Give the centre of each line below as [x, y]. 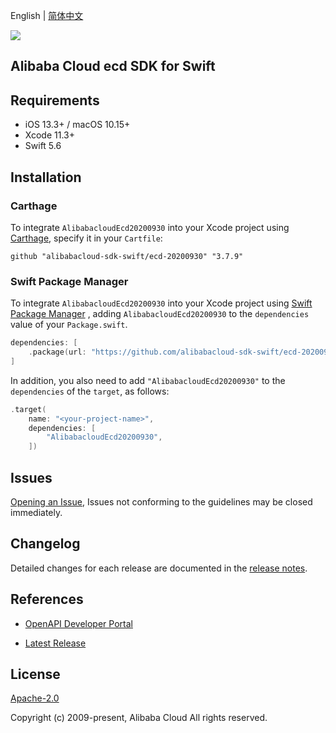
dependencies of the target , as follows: [90, 391]
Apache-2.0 [35, 698]
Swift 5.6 [43, 146]
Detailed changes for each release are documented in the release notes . [159, 568]
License [35, 674]
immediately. [36, 512]
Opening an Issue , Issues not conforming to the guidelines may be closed [161, 502]
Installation [46, 177]
